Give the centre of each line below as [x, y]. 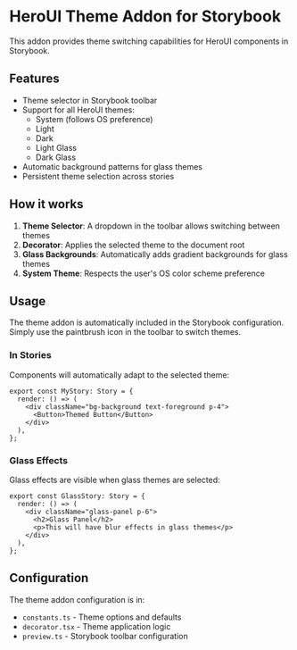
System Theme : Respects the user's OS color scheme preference [144, 273]
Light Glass [56, 147]
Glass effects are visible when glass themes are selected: [115, 479]
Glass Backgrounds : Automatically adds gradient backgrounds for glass [155, 254]
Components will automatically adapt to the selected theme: [120, 375]
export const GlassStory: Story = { [77, 496]
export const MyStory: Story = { [71, 391]
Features [34, 79]
